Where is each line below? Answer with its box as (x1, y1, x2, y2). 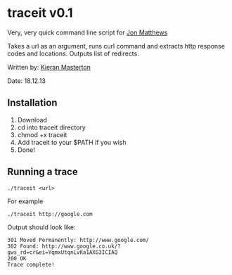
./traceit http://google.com (7, 210, 93, 217)
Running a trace (7, 166, 79, 178)
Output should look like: (7, 223, 76, 231)
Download (17, 115, 48, 124)
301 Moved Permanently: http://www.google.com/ (7, 236, 150, 243)
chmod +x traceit (17, 130, 67, 139)
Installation (7, 97, 58, 109)
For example (7, 197, 44, 205)
